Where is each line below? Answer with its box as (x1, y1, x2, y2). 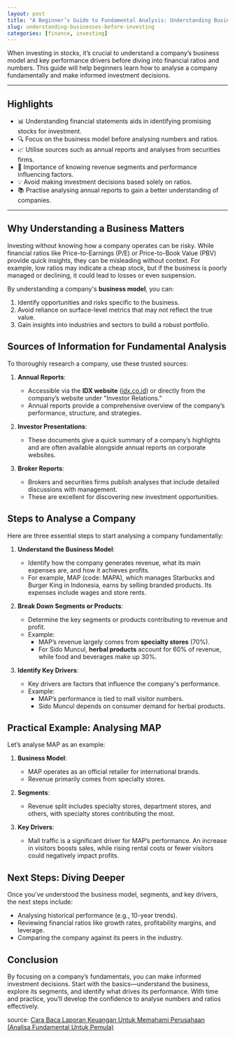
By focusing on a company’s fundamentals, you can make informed (7, 972, 201, 981)
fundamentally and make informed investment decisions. (7, 71, 171, 80)
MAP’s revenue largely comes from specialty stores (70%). (38, 637, 210, 646)
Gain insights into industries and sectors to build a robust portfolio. (17, 320, 210, 329)
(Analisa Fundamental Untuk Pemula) (7, 1023, 114, 1031)
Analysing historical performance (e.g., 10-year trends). (17, 911, 178, 920)
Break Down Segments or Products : (17, 602, 124, 610)
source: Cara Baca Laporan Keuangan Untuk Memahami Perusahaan (7, 1015, 205, 1024)
